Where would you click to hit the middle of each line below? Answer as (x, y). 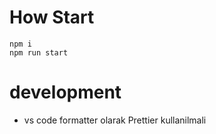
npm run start (39, 52)
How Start (52, 17)
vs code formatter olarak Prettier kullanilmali (115, 120)
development (65, 92)
